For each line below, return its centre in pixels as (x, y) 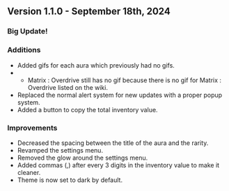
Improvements (32, 128)
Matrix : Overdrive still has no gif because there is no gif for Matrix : (124, 80)
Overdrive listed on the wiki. (68, 87)
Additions (24, 50)
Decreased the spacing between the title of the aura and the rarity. (113, 143)
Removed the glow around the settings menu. (82, 158)
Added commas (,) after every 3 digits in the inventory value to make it (118, 165)
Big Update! (27, 31)
